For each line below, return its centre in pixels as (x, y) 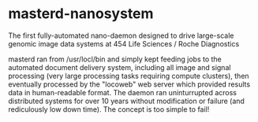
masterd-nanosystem (81, 14)
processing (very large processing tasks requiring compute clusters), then (129, 76)
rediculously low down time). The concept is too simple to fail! (109, 109)
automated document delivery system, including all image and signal (120, 67)
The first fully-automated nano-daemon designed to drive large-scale (121, 35)
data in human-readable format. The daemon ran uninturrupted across (122, 92)
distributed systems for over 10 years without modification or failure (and (126, 101)
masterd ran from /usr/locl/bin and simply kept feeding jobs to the (115, 59)
